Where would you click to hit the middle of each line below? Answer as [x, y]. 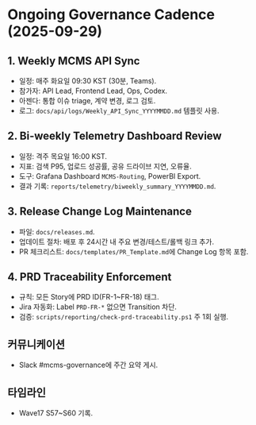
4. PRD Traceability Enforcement [90, 277]
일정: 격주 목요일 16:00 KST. [63, 156]
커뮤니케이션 [36, 344]
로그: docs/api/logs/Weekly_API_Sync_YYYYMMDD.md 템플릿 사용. [119, 110]
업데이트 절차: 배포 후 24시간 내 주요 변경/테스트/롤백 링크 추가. [117, 241]
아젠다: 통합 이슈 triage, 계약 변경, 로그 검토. [87, 100]
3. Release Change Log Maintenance [99, 212]
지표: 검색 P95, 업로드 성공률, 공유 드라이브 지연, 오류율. [105, 166]
